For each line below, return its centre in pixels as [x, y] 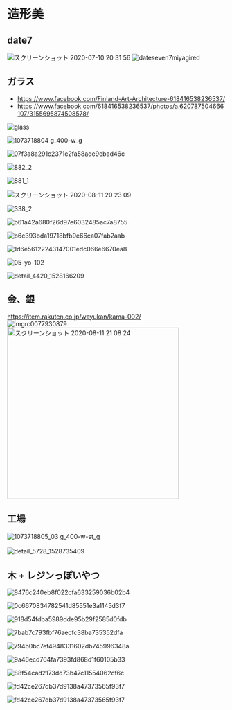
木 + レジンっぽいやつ [54, 575]
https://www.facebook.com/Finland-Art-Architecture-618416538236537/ [121, 98]
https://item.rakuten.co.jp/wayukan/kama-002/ [74, 317]
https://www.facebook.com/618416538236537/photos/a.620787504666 [121, 106]
